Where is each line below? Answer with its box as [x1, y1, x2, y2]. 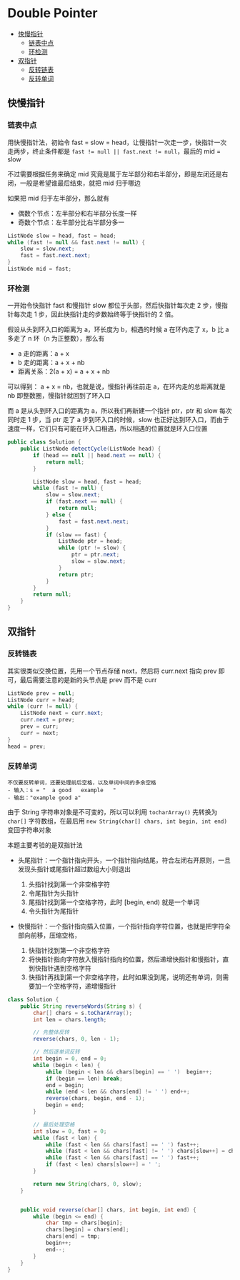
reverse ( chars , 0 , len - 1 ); [33, 1036, 120, 1043]
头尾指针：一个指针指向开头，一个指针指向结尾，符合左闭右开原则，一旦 [17, 856, 231, 864]
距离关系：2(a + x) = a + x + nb [17, 367, 110, 376]
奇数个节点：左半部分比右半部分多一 [17, 218, 125, 226]
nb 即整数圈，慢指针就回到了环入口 [7, 391, 111, 400]
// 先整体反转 [33, 1029, 70, 1036]
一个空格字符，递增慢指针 [41, 981, 116, 990]
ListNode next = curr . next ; [20, 709, 104, 717]
